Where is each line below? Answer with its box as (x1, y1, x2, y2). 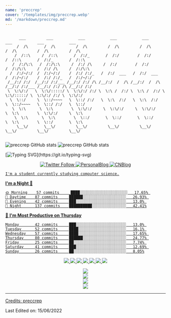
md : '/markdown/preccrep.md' (5, 17, 67, 22)
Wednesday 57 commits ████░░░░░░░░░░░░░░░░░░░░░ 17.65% (5, 231, 147, 236)
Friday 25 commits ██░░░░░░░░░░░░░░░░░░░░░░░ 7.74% (5, 240, 145, 245)
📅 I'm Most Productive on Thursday (5, 212, 82, 218)
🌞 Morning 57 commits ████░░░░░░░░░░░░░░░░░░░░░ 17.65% (5, 190, 149, 196)
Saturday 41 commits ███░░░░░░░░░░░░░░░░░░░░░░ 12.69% (5, 244, 147, 249)
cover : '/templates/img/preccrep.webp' (5, 12, 90, 17)
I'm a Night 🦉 (5, 180, 33, 186)
